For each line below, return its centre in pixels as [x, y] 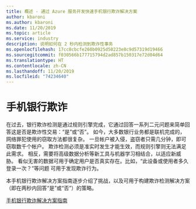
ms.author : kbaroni [30, 22]
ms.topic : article [28, 33]
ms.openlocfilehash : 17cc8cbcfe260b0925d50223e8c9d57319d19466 [85, 50]
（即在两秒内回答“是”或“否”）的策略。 [52, 188]
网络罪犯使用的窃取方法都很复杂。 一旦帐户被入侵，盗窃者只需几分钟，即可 [96, 139]
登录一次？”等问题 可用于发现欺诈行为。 [54, 168]
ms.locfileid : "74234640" [37, 76]
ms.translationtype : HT [35, 60]
